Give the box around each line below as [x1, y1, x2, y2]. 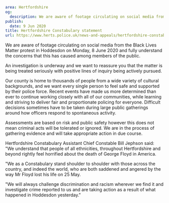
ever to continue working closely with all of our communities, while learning [5, 94, 162, 100]
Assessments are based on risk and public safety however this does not [5, 120, 154, 126]
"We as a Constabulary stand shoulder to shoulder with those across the [5, 161, 156, 167]
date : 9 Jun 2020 [10, 23, 46, 29]
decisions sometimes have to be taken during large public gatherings [5, 105, 148, 111]
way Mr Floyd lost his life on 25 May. [5, 172, 81, 178]
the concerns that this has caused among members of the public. [5, 53, 141, 59]
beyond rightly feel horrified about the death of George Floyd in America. [5, 151, 157, 157]
